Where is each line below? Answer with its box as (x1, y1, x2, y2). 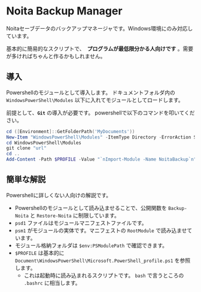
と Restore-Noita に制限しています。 (29, 212, 120, 219)
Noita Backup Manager (6, 4, 123, 18)
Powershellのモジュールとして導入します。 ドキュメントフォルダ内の (6, 89, 175, 96)
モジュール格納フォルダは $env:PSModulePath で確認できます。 (14, 242, 168, 249)
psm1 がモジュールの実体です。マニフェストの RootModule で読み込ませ (14, 227, 187, 234)
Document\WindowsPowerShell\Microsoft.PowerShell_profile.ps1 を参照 (14, 257, 191, 264)
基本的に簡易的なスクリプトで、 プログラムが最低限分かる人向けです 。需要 (6, 45, 193, 52)
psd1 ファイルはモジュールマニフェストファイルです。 (14, 219, 147, 226)
